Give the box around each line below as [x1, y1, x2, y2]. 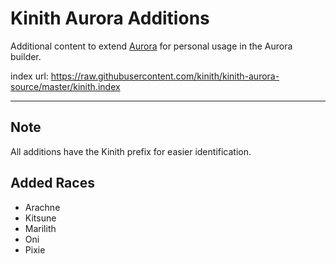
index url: [10, 70, 49, 82]
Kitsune [24, 212, 57, 224]
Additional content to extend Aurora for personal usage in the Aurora [10, 40, 293, 52]
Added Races [10, 175, 95, 192]
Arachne [24, 201, 61, 213]
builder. [10, 50, 42, 62]
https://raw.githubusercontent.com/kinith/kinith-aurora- [50, 70, 280, 82]
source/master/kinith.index [10, 80, 121, 92]
